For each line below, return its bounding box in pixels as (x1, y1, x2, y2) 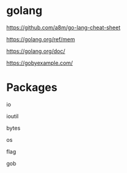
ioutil (6, 112, 19, 119)
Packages (6, 80, 58, 94)
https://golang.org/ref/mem (6, 35, 75, 43)
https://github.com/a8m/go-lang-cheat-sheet (6, 24, 121, 31)
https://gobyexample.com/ (6, 59, 73, 66)
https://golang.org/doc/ (6, 47, 65, 55)
